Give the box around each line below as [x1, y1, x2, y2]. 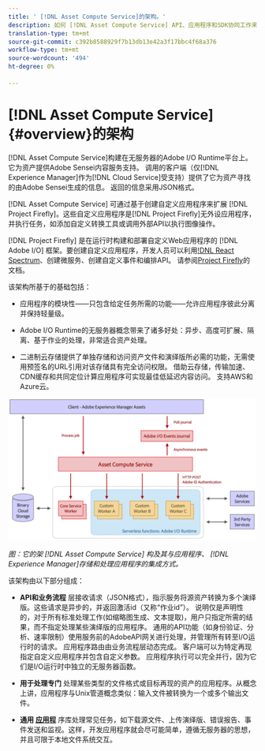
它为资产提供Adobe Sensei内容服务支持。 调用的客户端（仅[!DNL [8, 163, 219, 172]
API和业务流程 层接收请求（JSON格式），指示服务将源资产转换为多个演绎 [19, 592, 256, 603]
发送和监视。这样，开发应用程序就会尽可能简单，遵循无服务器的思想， [26, 725, 255, 734]
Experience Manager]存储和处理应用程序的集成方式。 [8, 559, 183, 569]
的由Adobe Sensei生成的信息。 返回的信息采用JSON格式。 [8, 182, 199, 192]
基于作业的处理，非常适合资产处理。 [33, 335, 151, 345]
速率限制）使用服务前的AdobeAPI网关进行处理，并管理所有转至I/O [33, 632, 248, 642]
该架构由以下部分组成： [8, 576, 84, 585]
